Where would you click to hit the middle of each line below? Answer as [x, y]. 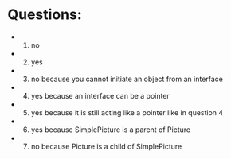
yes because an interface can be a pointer [100, 95]
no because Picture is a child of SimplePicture [106, 146]
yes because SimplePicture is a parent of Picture [111, 130]
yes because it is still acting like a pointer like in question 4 [127, 112]
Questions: [45, 15]
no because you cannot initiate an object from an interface [127, 79]
